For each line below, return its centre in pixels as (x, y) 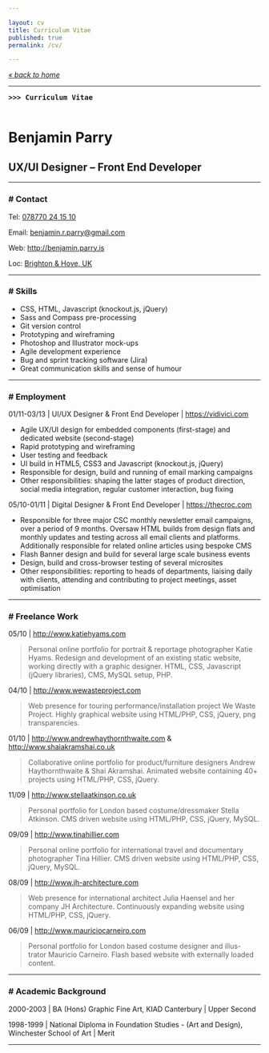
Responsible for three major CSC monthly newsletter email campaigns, (137, 520)
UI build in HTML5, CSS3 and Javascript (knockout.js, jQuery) (122, 464)
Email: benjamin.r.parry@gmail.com (67, 232)
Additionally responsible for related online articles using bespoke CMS (136, 546)
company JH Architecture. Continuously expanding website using (136, 906)
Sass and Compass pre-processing (78, 317)
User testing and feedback (64, 455)
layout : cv (26, 22)
